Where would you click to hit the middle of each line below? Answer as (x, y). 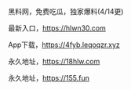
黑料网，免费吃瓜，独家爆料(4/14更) (66, 11)
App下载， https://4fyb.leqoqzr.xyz (64, 45)
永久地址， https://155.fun (49, 78)
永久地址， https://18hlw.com (54, 61)
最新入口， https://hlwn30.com (57, 28)
